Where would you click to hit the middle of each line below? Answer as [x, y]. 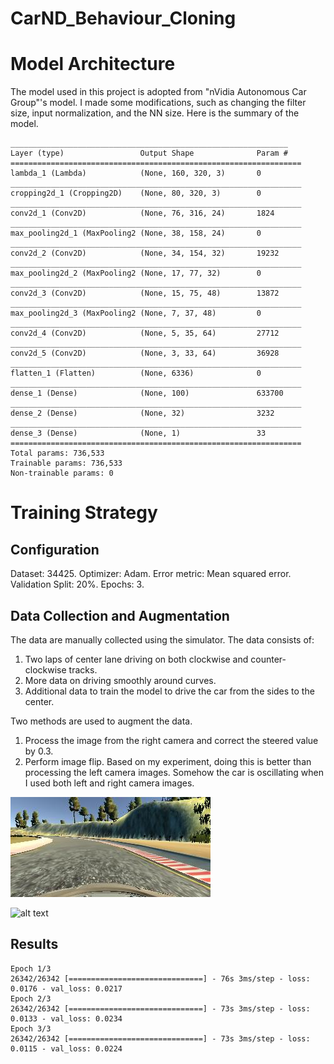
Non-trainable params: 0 [62, 473]
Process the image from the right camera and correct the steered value [171, 740]
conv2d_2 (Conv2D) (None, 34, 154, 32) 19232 [145, 253]
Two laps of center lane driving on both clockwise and [136, 659]
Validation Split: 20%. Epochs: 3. [77, 584]
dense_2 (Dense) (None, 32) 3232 [142, 413]
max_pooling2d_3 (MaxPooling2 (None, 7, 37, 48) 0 [136, 313]
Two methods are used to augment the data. [101, 721]
